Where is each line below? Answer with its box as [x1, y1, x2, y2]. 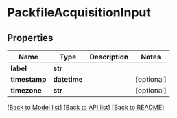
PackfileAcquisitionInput [7, 5, 151, 20]
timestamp [10, 75, 47, 84]
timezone [10, 86, 43, 95]
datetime [53, 75, 84, 84]
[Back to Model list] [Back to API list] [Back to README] [7, 104, 165, 111]
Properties [7, 32, 54, 44]
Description [89, 53, 129, 61]
